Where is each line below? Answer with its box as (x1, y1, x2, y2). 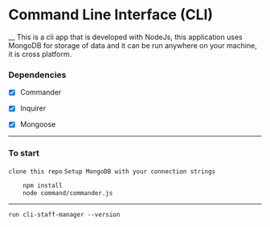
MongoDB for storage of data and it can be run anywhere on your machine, (8, 40, 257, 50)
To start (8, 148, 40, 159)
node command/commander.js (22, 188, 113, 197)
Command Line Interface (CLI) (8, 6, 214, 24)
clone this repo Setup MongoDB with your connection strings (8, 167, 215, 176)
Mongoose (19, 120, 56, 129)
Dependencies (8, 69, 67, 80)
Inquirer (19, 103, 47, 113)
